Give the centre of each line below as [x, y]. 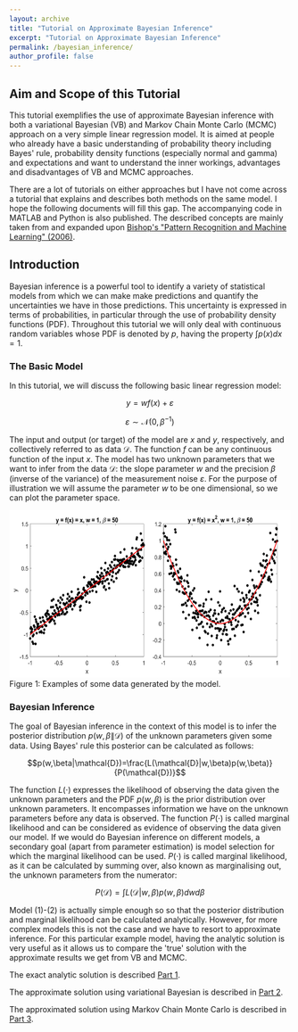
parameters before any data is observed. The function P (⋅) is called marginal [149, 818]
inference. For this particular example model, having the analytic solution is [147, 938]
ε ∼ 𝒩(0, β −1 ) [150, 421]
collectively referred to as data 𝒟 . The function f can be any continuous [141, 449]
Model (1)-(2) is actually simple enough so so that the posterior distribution [147, 910]
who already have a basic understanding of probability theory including [141, 144]
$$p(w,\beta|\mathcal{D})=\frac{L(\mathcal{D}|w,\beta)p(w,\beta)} [150, 763]
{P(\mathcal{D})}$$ [150, 772]
